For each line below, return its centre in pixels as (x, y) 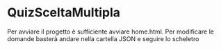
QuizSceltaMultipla (64, 13)
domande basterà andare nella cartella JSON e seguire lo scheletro (103, 38)
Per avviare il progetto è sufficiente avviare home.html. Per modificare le (110, 32)
